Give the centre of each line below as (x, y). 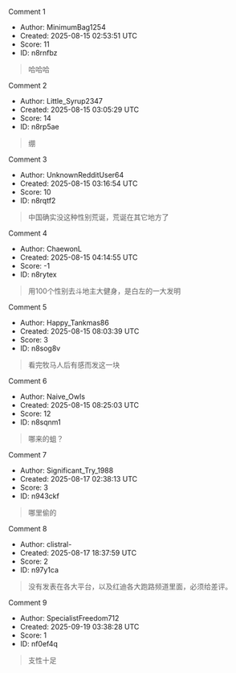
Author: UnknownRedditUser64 (72, 175)
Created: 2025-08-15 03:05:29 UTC (79, 109)
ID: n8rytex (39, 274)
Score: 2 (34, 561)
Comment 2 (28, 85)
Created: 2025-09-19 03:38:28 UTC (79, 627)
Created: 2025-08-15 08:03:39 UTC (79, 331)
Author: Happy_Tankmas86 (65, 322)
